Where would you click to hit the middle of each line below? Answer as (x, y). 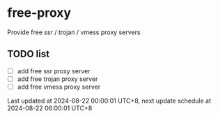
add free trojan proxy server (57, 79)
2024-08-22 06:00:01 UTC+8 (50, 108)
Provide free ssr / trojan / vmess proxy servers (74, 32)
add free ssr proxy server (54, 71)
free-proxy (39, 13)
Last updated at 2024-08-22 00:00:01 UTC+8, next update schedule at (109, 101)
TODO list (29, 54)
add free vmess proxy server (59, 87)
